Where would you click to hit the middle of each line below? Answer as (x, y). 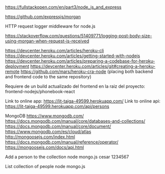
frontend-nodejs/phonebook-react (40, 91)
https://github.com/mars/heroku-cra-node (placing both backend (87, 71)
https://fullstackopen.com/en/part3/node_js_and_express (63, 7)
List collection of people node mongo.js (45, 166)
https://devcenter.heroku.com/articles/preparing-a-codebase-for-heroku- (80, 61)
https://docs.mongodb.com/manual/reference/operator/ (62, 142)
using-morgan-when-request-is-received (47, 41)
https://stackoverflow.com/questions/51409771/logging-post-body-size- (79, 36)
